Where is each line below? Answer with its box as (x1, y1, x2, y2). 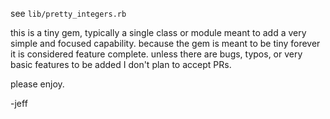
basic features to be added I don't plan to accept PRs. (10, 59, 232, 70)
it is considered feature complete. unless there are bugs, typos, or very (10, 48, 303, 60)
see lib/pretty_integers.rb (10, 8, 127, 19)
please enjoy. (10, 78, 65, 90)
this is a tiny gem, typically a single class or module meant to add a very (10, 27, 307, 38)
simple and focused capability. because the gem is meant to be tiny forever (10, 38, 321, 49)
